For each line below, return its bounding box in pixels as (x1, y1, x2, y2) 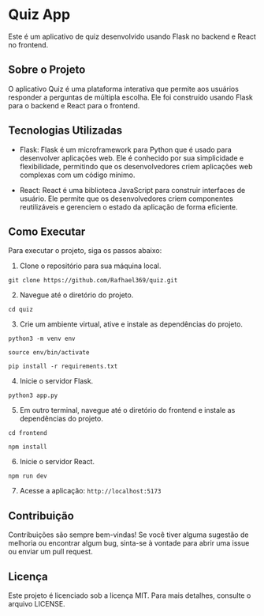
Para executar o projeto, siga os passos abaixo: (8, 246, 162, 255)
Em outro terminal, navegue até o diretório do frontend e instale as (19, 406, 236, 415)
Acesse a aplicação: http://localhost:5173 (19, 486, 162, 496)
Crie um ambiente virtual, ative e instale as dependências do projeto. (19, 319, 243, 329)
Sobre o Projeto (8, 63, 86, 77)
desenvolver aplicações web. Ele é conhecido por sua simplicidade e (19, 153, 244, 163)
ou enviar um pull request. (8, 547, 93, 557)
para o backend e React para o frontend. (8, 100, 140, 110)
